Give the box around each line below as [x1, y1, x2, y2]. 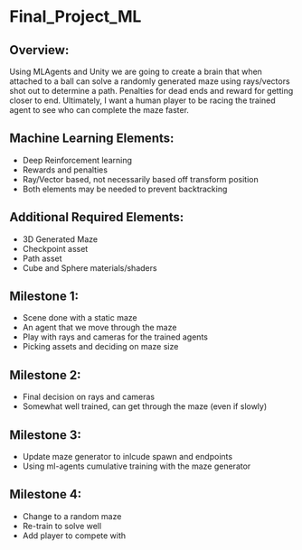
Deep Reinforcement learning [22, 154, 133, 165]
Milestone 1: [9, 289, 80, 304]
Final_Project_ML [9, 6, 142, 27]
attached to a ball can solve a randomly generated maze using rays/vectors [9, 76, 291, 87]
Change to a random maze [22, 510, 122, 521]
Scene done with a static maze [22, 312, 137, 323]
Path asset [22, 253, 62, 264]
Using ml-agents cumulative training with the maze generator [22, 461, 251, 471]
